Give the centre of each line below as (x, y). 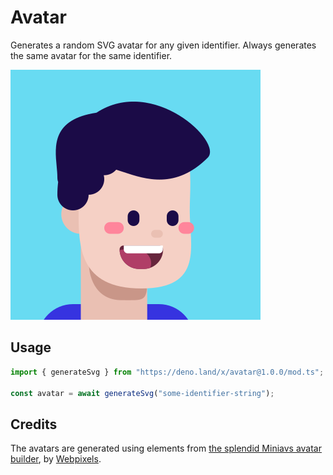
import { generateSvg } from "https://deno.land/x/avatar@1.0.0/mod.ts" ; (167, 372)
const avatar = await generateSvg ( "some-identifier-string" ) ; (142, 393)
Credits (34, 424)
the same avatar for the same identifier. (91, 55)
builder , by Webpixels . (56, 459)
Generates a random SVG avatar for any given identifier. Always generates (163, 45)
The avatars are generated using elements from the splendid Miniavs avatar (166, 448)
